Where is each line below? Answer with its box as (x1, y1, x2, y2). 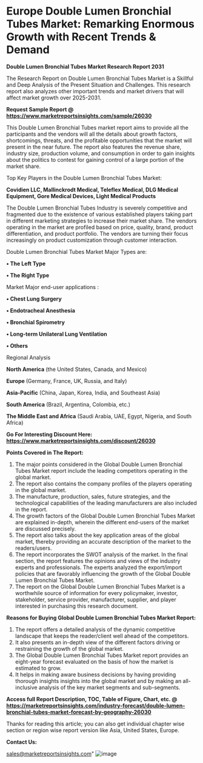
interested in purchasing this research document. (15, 602, 138, 610)
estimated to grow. (15, 664, 62, 671)
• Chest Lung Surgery (6, 295, 62, 302)
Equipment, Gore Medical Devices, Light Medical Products (6, 192, 156, 199)
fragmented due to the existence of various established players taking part (6, 210, 193, 218)
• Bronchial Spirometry (6, 318, 65, 325)
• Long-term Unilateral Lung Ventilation (6, 330, 107, 338)
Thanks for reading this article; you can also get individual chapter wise (6, 720, 185, 727)
